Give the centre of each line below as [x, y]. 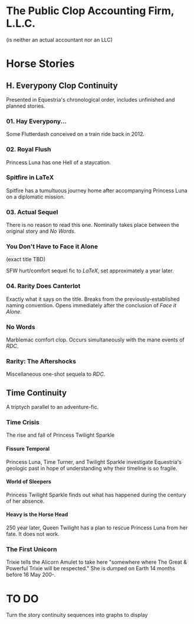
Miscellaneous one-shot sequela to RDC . [56, 374]
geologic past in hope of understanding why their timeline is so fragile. [92, 468]
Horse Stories [40, 64]
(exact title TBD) [26, 259]
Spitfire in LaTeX [30, 177]
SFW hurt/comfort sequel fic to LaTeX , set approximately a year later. [90, 271]
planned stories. [26, 106]
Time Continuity [36, 393]
